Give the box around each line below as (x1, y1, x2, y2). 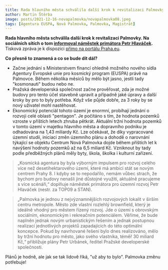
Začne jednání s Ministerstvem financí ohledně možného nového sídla (12, 65, 156, 71)
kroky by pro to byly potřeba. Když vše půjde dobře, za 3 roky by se (12, 97, 152, 103)
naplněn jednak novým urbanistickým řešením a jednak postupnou (17, 217, 154, 223)
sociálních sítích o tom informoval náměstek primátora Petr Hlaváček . (5, 41, 153, 47)
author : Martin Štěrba (5, 12, 52, 17)
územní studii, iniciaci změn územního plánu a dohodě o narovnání (12, 134, 150, 140)
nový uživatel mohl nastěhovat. (12, 102, 76, 108)
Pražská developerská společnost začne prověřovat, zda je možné (12, 86, 149, 93)
